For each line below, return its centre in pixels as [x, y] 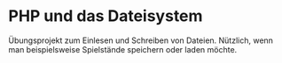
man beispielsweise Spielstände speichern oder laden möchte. [123, 49]
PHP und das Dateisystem [106, 16]
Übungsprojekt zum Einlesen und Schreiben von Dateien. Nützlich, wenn [141, 40]
